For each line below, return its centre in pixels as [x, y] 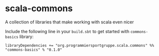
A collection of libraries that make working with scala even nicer [69, 22]
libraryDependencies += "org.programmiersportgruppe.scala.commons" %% [79, 45]
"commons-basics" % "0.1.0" [34, 50]
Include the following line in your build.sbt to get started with [67, 31]
